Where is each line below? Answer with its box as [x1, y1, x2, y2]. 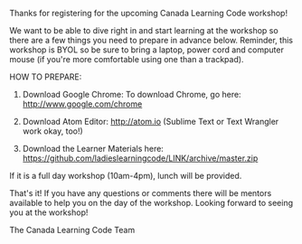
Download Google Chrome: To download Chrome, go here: [22, 89, 241, 99]
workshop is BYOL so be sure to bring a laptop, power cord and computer [9, 44, 285, 55]
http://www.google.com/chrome [22, 99, 143, 109]
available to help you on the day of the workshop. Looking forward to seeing [9, 198, 294, 208]
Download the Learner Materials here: [22, 144, 165, 154]
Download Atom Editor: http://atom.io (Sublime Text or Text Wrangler [22, 117, 279, 127]
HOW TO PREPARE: [9, 71, 82, 82]
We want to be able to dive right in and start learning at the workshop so [9, 25, 278, 35]
